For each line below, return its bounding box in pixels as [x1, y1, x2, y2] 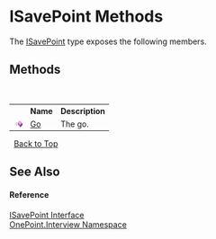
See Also [9, 164, 60, 180]
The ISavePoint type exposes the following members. [9, 36, 207, 47]
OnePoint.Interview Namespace [9, 218, 128, 230]
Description [59, 106, 106, 117]
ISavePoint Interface [9, 209, 85, 220]
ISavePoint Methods [9, 6, 164, 27]
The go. [59, 119, 89, 129]
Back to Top [13, 138, 58, 149]
